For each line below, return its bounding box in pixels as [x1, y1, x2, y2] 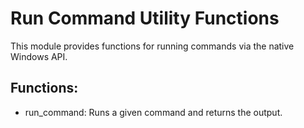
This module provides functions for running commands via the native [10, 40, 295, 52]
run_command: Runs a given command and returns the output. [24, 106, 283, 118]
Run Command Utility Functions [10, 7, 280, 30]
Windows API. [10, 50, 68, 62]
